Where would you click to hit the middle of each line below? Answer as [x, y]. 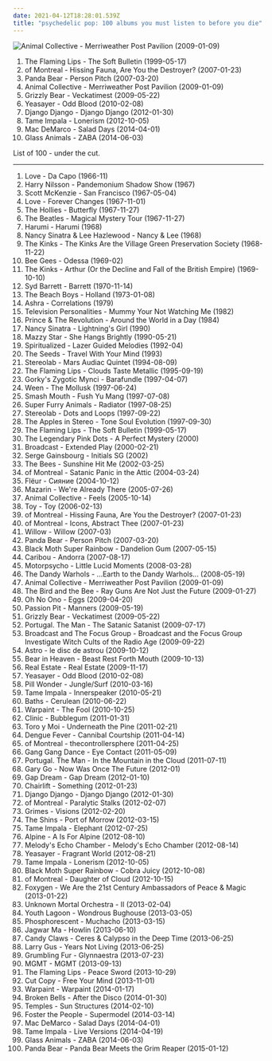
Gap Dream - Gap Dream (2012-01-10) [87, 777]
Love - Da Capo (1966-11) [66, 175]
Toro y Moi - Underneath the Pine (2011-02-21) [101, 726]
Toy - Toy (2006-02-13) [63, 506]
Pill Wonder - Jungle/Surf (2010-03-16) [89, 684]
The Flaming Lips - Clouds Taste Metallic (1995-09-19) [114, 371]
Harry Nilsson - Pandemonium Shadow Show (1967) [110, 184]
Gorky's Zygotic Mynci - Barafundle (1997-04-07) [106, 379]
